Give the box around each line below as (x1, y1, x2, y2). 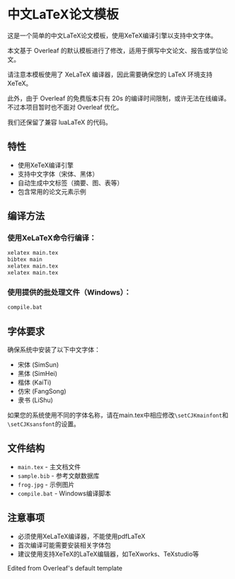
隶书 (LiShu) (17, 396, 53, 404)
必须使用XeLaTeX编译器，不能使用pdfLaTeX (17, 532, 146, 540)
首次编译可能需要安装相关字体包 (17, 541, 111, 549)
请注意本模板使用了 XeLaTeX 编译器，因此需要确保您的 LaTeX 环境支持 (7, 70, 213, 79)
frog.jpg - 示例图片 (17, 480, 75, 488)
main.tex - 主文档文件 (17, 462, 81, 471)
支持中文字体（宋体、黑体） (17, 169, 99, 178)
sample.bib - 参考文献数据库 (17, 471, 100, 480)
